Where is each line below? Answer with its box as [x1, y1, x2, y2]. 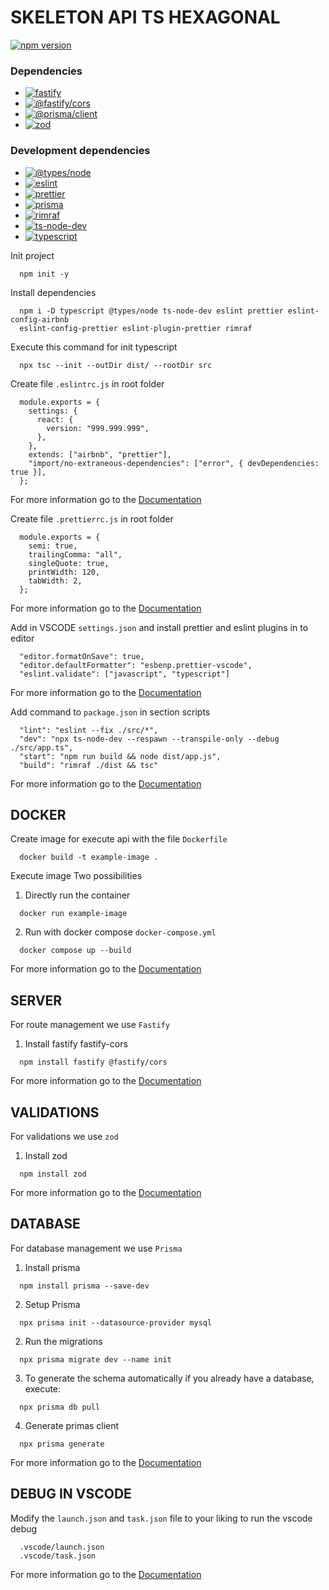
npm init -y [19, 269, 70, 279]
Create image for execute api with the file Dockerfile [10, 833, 228, 845]
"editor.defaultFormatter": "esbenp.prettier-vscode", [19, 660, 253, 670]
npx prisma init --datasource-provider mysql [19, 1317, 213, 1328]
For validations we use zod [10, 1130, 119, 1142]
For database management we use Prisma [10, 1242, 183, 1254]
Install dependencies [10, 286, 97, 298]
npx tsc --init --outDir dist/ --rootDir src [19, 360, 213, 370]
